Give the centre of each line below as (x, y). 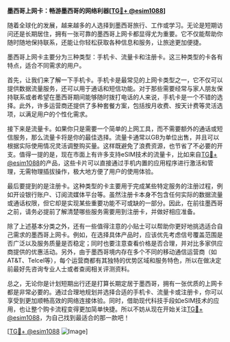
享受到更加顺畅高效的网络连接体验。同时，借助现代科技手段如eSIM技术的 (110, 301)
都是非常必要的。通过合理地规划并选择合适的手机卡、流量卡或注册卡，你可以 (115, 292)
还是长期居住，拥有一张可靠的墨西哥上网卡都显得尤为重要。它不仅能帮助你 (118, 34)
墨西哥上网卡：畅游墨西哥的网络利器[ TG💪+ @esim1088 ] (87, 11)
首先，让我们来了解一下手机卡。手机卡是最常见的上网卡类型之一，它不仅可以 (115, 80)
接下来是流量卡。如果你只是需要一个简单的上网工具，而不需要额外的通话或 (112, 129)
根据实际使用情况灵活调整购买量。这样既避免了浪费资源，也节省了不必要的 (112, 146)
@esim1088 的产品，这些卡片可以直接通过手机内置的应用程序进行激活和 (107, 163)
